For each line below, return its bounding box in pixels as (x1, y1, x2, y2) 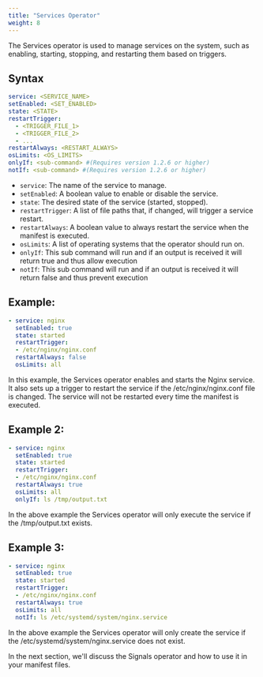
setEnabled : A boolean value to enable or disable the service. (19, 189, 219, 198)
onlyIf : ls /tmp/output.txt (15, 495, 108, 503)
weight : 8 (8, 19, 41, 27)
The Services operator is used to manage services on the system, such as (8, 40, 250, 50)
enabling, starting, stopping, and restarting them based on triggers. (8, 49, 227, 58)
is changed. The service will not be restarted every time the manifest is (8, 392, 239, 401)
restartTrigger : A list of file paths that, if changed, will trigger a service (19, 205, 254, 215)
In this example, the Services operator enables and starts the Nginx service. (8, 374, 255, 384)
